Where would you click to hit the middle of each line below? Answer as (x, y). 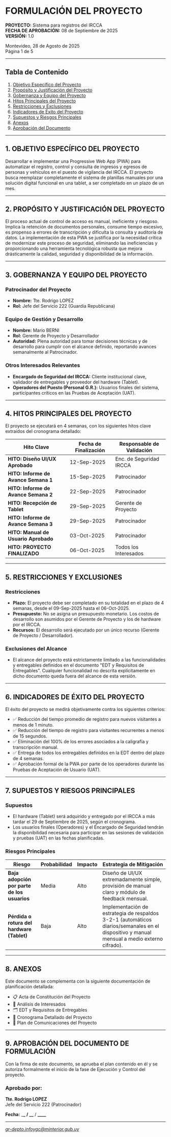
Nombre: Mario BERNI (36, 330)
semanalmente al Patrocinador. (45, 352)
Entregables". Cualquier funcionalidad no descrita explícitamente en (84, 671)
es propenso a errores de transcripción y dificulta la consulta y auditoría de (84, 232)
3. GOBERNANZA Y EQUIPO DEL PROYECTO (76, 275)
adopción (20, 879)
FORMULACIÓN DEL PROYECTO (74, 11)
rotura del (20, 923)
